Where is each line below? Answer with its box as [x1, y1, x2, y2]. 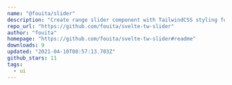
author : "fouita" [7, 29, 57, 36]
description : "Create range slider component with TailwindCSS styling [7, 16, 217, 23]
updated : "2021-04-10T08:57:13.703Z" [7, 49, 116, 56]
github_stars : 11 [7, 55, 57, 62]
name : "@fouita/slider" [7, 10, 76, 17]
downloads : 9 [7, 42, 45, 49]
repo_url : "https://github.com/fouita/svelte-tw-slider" [7, 23, 175, 29]
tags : [7, 61, 23, 68]
